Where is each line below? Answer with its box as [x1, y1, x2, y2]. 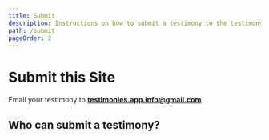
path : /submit [8, 26, 56, 34]
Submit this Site [8, 69, 116, 86]
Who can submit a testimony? [8, 118, 160, 132]
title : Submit [8, 11, 56, 20]
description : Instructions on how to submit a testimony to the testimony [8, 19, 263, 27]
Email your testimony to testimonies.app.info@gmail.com [8, 95, 202, 105]
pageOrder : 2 [8, 34, 52, 42]
